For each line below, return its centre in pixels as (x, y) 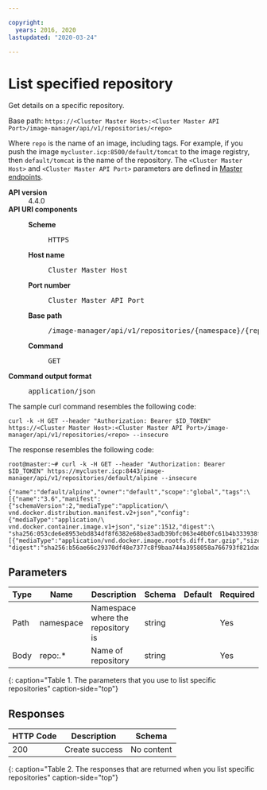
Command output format (50, 376)
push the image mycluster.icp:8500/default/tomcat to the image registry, (129, 152)
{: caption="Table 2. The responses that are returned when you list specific (132, 769)
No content (151, 749)
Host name (46, 255)
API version (28, 192)
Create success (94, 749)
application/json (62, 391)
